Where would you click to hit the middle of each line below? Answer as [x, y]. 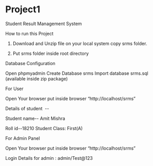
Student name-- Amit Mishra [35, 118]
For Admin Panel [23, 138]
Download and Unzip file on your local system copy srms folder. [80, 43]
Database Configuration [30, 63]
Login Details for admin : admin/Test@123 [49, 158]
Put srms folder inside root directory [51, 53]
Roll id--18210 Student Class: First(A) [44, 128]
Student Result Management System [44, 24]
